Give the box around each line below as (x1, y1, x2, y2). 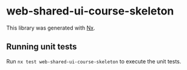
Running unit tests (6, 42, 77, 52)
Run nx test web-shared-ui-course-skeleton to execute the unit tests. (6, 57, 182, 65)
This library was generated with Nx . (6, 24, 95, 31)
